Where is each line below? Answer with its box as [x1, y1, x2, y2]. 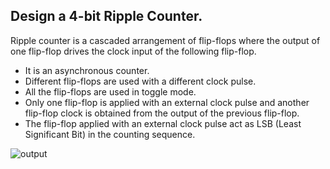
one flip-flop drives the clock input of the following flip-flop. [10, 45, 257, 57]
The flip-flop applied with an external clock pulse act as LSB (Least [24, 117, 302, 129]
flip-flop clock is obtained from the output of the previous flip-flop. [24, 107, 300, 119]
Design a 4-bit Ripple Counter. [10, 8, 203, 25]
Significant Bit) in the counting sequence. [24, 128, 196, 140]
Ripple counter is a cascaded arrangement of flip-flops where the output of [10, 34, 321, 46]
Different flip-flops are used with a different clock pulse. [24, 75, 257, 87]
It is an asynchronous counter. [24, 64, 150, 76]
